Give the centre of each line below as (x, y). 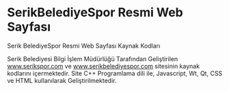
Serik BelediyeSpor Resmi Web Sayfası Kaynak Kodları (84, 45)
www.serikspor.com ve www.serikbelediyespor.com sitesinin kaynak (104, 66)
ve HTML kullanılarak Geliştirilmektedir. (62, 80)
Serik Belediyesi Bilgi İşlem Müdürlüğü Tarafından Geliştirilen (93, 58)
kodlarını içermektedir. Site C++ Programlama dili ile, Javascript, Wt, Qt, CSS (115, 73)
